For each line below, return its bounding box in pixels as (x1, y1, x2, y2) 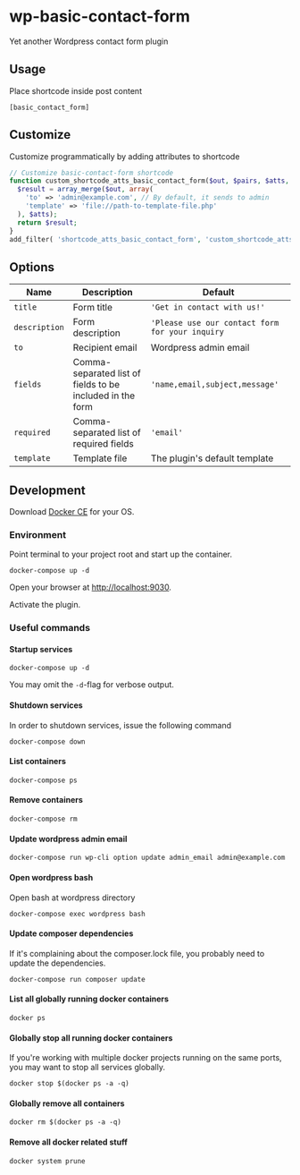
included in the (72, 389, 136, 402)
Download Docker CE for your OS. (9, 507, 135, 517)
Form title (72, 302, 113, 314)
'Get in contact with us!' (150, 302, 266, 312)
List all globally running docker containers (9, 993, 170, 1004)
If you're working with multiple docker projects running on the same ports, (9, 1052, 283, 1063)
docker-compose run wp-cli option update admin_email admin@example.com (9, 853, 286, 863)
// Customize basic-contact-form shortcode (9, 168, 174, 177)
